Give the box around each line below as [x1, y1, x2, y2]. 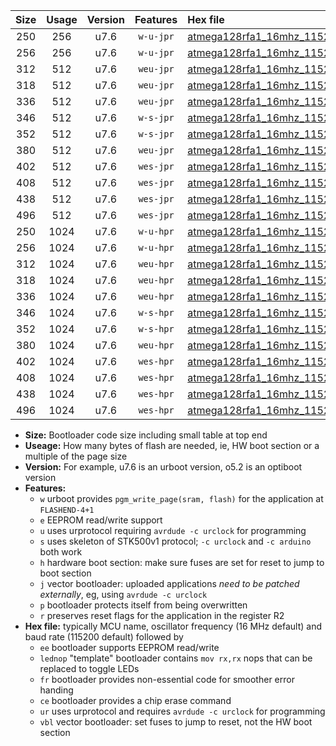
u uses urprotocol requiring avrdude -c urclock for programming [39, 525, 307, 536]
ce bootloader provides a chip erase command [39, 695, 232, 706]
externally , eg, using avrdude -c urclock [39, 589, 208, 600]
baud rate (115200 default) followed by [24, 631, 184, 643]
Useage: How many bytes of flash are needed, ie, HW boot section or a [24, 440, 320, 451]
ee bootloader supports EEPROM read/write [39, 642, 220, 653]
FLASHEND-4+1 [39, 505, 95, 515]
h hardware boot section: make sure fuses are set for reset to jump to [39, 557, 325, 568]
